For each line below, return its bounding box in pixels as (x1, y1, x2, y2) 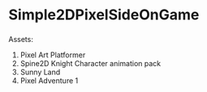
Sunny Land (19, 67, 61, 77)
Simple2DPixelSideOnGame (8, 6, 200, 24)
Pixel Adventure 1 (19, 76, 79, 86)
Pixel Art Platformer (19, 50, 86, 60)
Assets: (8, 35, 34, 44)
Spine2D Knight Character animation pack (19, 59, 161, 69)
